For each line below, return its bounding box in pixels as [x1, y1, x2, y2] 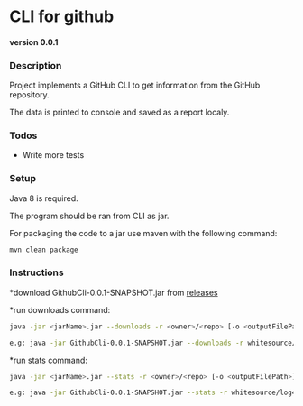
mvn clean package [9, 245, 78, 254]
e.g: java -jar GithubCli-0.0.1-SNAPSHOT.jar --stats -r [9, 388, 228, 398]
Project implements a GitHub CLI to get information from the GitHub [9, 79, 261, 91]
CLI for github [9, 6, 115, 27]
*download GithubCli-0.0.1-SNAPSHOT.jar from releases [9, 287, 218, 298]
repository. [9, 89, 50, 100]
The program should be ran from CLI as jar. [9, 210, 170, 221]
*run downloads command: [9, 304, 111, 315]
